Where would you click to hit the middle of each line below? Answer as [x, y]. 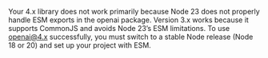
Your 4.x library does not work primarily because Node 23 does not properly [134, 12]
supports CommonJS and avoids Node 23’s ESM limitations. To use [119, 28]
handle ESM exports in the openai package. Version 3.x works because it [129, 20]
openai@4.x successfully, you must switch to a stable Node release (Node [131, 37]
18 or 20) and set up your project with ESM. [80, 45]
